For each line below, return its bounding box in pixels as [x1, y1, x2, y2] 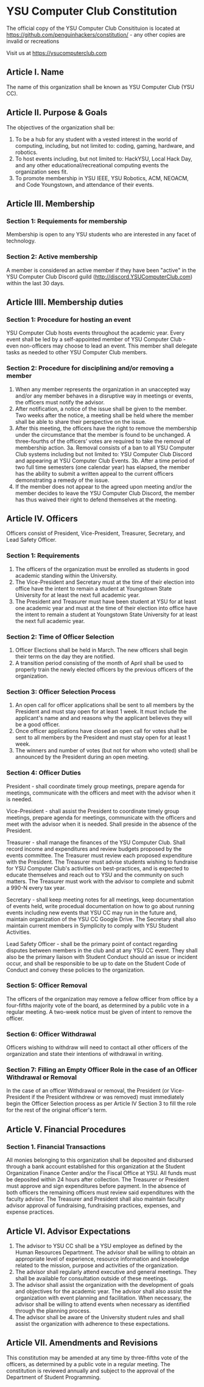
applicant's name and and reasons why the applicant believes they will [15, 715, 192, 722]
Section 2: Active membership [6, 252, 98, 261]
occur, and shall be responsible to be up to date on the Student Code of [6, 959, 186, 967]
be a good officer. [15, 721, 60, 728]
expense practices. [6, 1208, 55, 1216]
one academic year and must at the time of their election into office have [15, 604, 198, 611]
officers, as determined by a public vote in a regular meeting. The [6, 1360, 171, 1367]
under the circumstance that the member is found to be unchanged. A [15, 431, 191, 438]
